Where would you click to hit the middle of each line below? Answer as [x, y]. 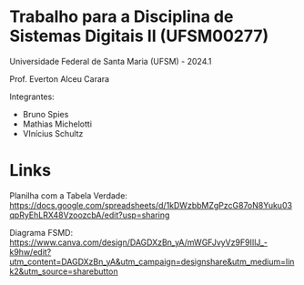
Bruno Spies [46, 114]
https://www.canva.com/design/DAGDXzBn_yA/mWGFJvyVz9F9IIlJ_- [139, 242]
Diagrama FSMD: [41, 232]
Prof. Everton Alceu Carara [60, 78]
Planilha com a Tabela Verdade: [68, 195]
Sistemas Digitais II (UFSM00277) [139, 36]
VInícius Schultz [53, 133]
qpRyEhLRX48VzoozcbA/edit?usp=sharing [90, 215]
